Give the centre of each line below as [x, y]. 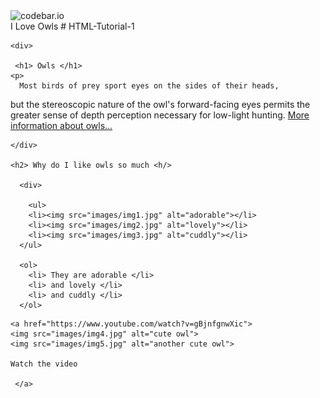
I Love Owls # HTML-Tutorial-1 [72, 26]
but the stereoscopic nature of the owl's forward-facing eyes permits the [160, 104]
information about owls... [61, 125]
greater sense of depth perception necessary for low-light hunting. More [160, 115]
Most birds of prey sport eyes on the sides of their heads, [149, 86]
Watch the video [44, 364]
